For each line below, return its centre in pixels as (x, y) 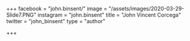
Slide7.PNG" (21, 15)
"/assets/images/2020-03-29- (146, 9)
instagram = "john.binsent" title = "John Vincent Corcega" (109, 15)
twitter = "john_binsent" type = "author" (56, 21)
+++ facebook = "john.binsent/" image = (57, 9)
